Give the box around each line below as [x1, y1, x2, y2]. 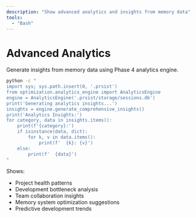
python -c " [6, 78, 36, 84]
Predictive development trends [15, 205, 92, 213]
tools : [6, 15, 23, 21]
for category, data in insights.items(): [6, 117, 113, 124]
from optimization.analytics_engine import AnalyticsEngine [6, 89, 162, 96]
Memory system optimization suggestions [15, 199, 120, 206]
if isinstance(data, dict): [17, 128, 88, 135]
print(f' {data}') [28, 151, 77, 157]
